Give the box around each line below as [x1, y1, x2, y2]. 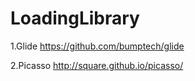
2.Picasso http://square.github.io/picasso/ [10, 59, 184, 71]
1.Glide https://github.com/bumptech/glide [10, 40, 185, 52]
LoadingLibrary [10, 7, 140, 30]
